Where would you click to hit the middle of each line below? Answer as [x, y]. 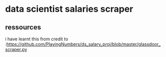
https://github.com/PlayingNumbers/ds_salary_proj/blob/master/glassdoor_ [84, 44]
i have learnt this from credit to [37, 39]
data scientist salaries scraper [69, 9]
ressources [23, 27]
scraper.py [16, 49]
